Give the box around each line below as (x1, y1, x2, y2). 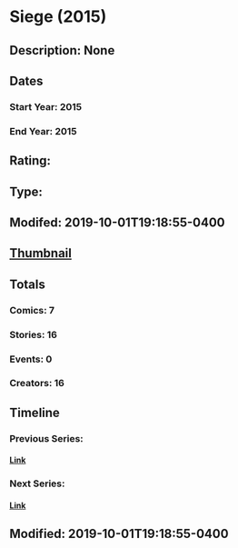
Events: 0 (9, 353, 53, 365)
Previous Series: (9, 432, 84, 444)
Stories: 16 (9, 328, 57, 341)
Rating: (9, 153, 52, 169)
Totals (9, 276, 45, 292)
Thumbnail (9, 245, 73, 261)
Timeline (9, 404, 61, 420)
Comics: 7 (9, 304, 55, 316)
